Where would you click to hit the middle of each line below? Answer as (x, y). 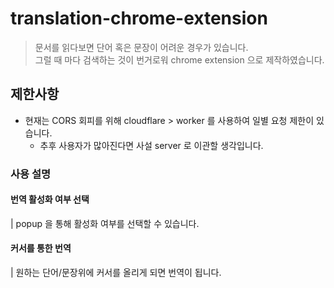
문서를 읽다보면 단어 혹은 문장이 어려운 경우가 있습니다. (141, 47)
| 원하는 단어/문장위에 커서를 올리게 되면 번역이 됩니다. (116, 273)
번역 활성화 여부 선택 (50, 199)
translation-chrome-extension (139, 18)
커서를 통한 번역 (41, 248)
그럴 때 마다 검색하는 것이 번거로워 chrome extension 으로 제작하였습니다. (179, 59)
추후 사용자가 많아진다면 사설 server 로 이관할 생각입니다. (151, 145)
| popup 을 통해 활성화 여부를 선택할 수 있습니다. (105, 223)
